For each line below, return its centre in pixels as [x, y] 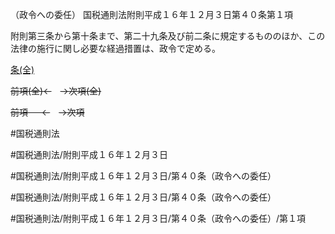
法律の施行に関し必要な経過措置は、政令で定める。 [115, 48]
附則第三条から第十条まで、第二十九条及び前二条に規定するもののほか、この [168, 36]
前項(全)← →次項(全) [56, 91]
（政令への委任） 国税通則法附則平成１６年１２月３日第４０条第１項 [151, 14]
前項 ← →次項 [47, 112]
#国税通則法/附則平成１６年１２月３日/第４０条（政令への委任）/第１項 [158, 218]
